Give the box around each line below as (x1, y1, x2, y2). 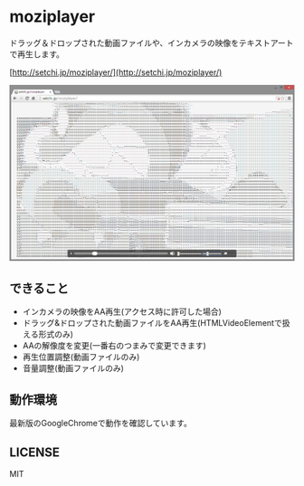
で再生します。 (9, 48, 65, 60)
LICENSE (9, 444, 61, 460)
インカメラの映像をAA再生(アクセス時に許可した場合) (22, 306, 222, 318)
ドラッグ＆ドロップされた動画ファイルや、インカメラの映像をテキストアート (9, 37, 294, 48)
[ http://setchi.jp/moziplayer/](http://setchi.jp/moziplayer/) (9, 66, 223, 78)
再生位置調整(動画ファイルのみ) (22, 351, 140, 363)
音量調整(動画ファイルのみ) (22, 363, 125, 374)
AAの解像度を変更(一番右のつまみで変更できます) (22, 340, 206, 351)
